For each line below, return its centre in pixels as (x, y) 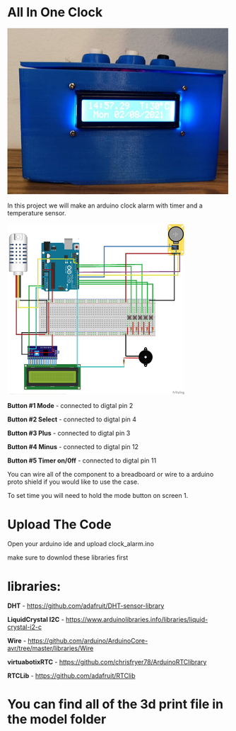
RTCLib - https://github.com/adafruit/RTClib (71, 676)
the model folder (57, 719)
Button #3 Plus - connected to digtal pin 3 (69, 433)
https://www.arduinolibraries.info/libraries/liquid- (137, 620)
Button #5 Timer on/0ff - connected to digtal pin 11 (82, 460)
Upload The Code (59, 524)
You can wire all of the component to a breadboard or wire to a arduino (111, 475)
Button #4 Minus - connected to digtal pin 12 (73, 447)
